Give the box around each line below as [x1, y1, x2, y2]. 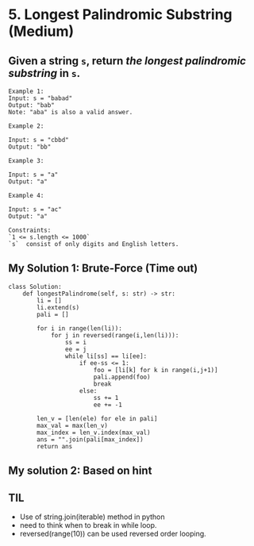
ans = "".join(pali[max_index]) [37, 435, 144, 444]
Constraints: [8, 226, 52, 234]
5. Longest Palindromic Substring [8, 6, 233, 24]
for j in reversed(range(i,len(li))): [50, 331, 179, 339]
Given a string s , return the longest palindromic [8, 54, 246, 67]
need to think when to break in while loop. [19, 521, 157, 530]
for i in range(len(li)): [37, 324, 123, 333]
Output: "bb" [8, 143, 52, 151]
